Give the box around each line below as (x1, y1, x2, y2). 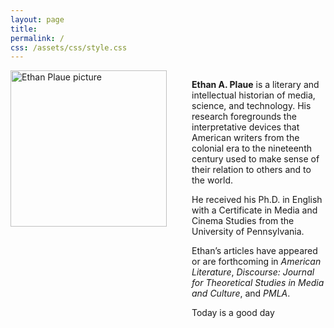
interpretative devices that (191, 121, 300, 133)
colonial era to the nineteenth (191, 142, 312, 155)
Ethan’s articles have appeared (191, 245, 318, 257)
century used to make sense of (191, 153, 320, 165)
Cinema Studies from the (191, 215, 295, 227)
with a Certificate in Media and (191, 204, 318, 216)
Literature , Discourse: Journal (191, 266, 315, 278)
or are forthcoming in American (191, 256, 322, 268)
